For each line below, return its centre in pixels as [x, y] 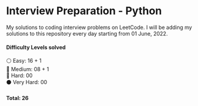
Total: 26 [17, 98]
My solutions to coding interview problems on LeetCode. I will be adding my [99, 27]
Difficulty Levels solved [36, 47]
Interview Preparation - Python [84, 11]
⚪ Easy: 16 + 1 [24, 61]
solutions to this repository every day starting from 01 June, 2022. [87, 33]
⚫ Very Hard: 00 [27, 82]
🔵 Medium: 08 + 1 [28, 69]
